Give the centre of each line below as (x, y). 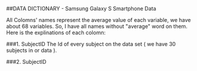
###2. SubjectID (26, 62)
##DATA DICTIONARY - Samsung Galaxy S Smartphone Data (81, 9)
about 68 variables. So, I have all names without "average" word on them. (97, 26)
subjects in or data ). (31, 50)
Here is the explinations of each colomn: (56, 33)
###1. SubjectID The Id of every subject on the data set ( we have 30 (91, 44)
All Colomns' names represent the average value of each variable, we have (99, 20)
